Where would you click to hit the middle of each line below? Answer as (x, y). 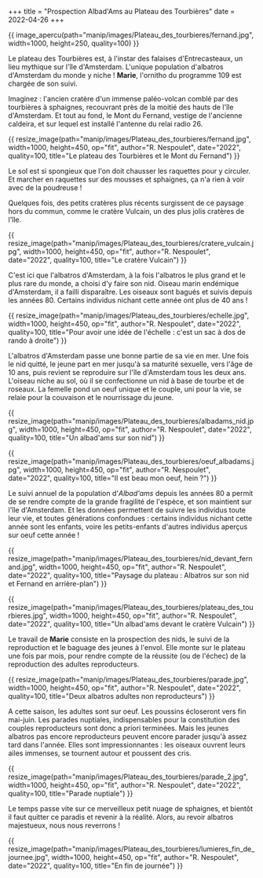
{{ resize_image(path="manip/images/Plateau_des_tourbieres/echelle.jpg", (129, 315)
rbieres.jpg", (28, 615)
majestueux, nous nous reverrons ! (64, 825)
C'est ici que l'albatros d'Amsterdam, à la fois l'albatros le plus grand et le (127, 275)
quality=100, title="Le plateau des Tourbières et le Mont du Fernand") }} (124, 156)
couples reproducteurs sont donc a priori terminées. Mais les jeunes (119, 728)
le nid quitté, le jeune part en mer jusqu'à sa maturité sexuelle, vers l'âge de (131, 364)
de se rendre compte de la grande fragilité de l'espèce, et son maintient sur (130, 501)
